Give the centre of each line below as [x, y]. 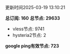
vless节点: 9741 [28, 29]
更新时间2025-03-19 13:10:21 [35, 7]
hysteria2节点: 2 [29, 35]
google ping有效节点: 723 [32, 46]
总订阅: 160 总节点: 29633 [33, 18]
